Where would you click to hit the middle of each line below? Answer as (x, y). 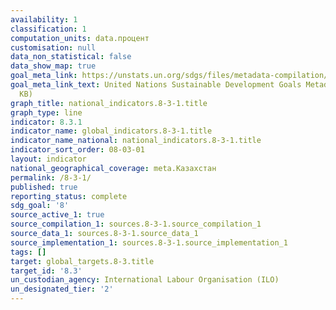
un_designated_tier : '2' (62, 289)
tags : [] (28, 252)
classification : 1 (48, 29)
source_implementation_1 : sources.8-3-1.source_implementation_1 (149, 242)
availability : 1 (44, 19)
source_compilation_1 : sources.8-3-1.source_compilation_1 (136, 224)
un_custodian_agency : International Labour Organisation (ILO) (145, 280)
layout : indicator (48, 159)
